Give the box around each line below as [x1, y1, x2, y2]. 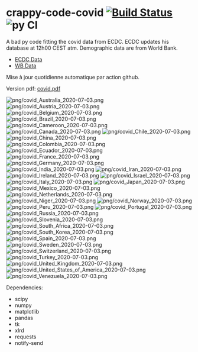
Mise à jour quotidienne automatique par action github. [6, 73, 140, 80]
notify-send [14, 339, 43, 346]
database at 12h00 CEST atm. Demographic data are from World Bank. [6, 44, 178, 51]
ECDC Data [14, 56, 43, 63]
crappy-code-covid [6, 6, 104, 20]
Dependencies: [6, 284, 43, 291]
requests [14, 333, 37, 340]
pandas [14, 314, 34, 321]
